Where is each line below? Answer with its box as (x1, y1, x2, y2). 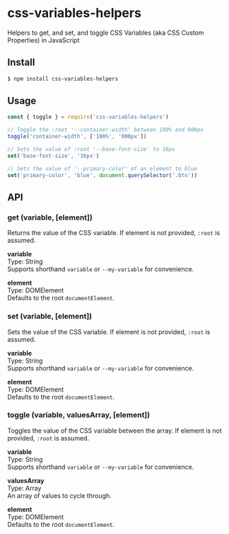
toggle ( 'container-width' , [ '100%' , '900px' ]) (7, 133, 147, 140)
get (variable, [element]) (7, 212, 93, 222)
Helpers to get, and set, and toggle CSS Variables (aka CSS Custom (7, 28, 204, 37)
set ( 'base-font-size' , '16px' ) (7, 152, 100, 159)
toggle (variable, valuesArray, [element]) (7, 410, 151, 420)
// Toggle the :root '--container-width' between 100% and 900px (7, 126, 204, 134)
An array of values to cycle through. (7, 491, 112, 500)
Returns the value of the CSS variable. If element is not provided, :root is (7, 229, 221, 237)
